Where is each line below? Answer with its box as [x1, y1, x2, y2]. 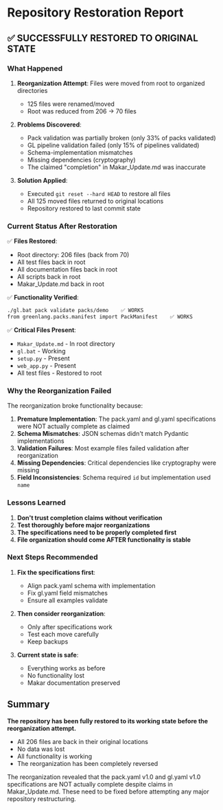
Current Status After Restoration [7, 221, 118, 231]
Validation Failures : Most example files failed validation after [16, 444, 189, 452]
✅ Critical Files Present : [7, 325, 77, 334]
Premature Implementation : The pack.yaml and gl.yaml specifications [16, 415, 216, 424]
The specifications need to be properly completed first [16, 528, 177, 536]
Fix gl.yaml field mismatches [27, 589, 108, 597]
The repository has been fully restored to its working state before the [7, 716, 208, 725]
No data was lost [16, 745, 65, 753]
